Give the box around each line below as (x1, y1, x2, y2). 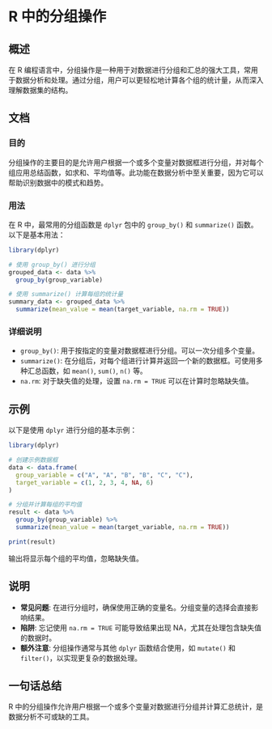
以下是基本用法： (8, 230, 66, 239)
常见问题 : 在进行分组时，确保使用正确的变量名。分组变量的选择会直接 (19, 602, 252, 612)
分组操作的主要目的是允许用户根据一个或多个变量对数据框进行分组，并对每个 (8, 157, 264, 167)
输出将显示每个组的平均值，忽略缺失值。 (8, 553, 143, 563)
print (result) (8, 537, 57, 546)
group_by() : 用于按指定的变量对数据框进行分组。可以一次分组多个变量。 (19, 345, 260, 356)
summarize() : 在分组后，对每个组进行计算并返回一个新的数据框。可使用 (19, 356, 257, 366)
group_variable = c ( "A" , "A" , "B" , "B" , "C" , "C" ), (15, 471, 194, 479)
